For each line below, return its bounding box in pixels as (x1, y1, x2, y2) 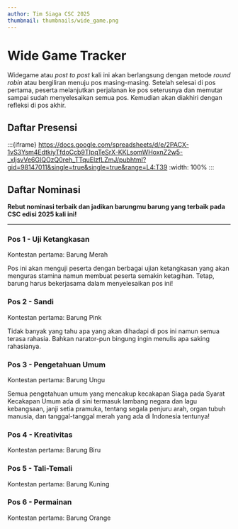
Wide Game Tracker (7, 48, 127, 64)
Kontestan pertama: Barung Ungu (7, 375, 105, 384)
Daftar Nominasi (7, 184, 81, 196)
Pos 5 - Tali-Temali (7, 464, 73, 474)
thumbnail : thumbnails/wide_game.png (7, 17, 119, 24)
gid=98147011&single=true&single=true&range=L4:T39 (7, 163, 168, 172)
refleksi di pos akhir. (7, 101, 67, 110)
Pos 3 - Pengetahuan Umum (7, 360, 106, 369)
